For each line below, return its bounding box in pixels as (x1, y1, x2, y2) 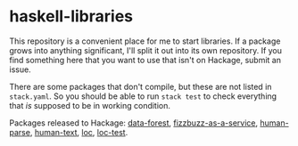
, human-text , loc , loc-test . (29, 126, 128, 137)
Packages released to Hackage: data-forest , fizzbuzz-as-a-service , (9, 118, 259, 128)
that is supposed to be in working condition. (9, 100, 171, 110)
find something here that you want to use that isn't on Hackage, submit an (9, 54, 281, 65)
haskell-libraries (9, 6, 134, 27)
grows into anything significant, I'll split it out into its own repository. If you (9, 45, 283, 55)
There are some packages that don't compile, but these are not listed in (9, 81, 272, 92)
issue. (9, 64, 31, 75)
